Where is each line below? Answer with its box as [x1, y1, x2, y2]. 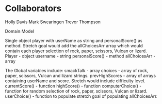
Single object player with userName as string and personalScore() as [5, 37, 143, 44]
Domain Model [5, 28, 34, 34]
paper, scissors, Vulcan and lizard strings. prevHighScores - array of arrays [5, 73, 156, 78]
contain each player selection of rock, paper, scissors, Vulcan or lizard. [5, 48, 147, 54]
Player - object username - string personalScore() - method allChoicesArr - [5, 53, 156, 59]
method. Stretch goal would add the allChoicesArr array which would [5, 43, 143, 48]
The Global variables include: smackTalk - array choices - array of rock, [5, 67, 148, 73]
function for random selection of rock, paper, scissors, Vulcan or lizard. [5, 88, 147, 94]
